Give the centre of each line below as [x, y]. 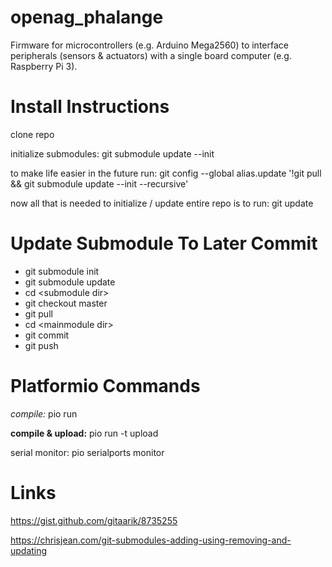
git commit [47, 335]
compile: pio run [44, 413]
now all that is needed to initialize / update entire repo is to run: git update [162, 203]
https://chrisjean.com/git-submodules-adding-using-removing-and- [151, 540]
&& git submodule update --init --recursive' [99, 183]
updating [29, 550]
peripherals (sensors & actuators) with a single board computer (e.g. [151, 55]
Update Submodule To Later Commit [164, 243]
